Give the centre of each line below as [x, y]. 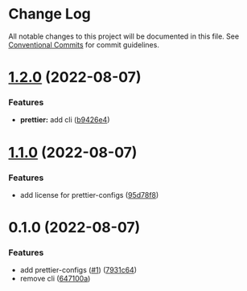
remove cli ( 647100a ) [55, 279]
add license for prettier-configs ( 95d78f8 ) [89, 195]
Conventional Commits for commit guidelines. [84, 44]
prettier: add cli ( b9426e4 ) [65, 120]
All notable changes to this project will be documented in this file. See [124, 36]
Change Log [49, 14]
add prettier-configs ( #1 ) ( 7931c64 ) [78, 270]
